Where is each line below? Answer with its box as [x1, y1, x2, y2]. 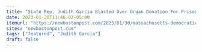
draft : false [6, 36, 39, 42]
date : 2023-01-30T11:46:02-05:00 [6, 14, 90, 20]
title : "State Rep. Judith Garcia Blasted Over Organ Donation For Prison [6, 8, 198, 15]
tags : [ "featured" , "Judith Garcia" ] [6, 31, 101, 37]
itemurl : [6, 20, 28, 26]
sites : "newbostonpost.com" [6, 25, 77, 32]
